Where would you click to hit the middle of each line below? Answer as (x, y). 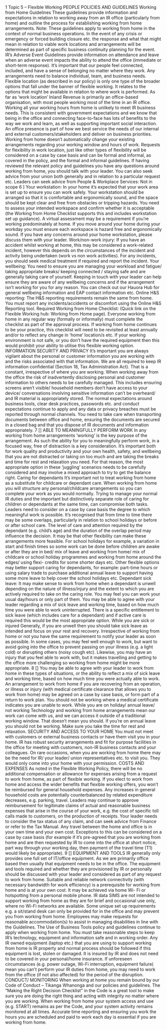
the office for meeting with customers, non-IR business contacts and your (81, 747)
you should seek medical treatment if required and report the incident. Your (82, 261)
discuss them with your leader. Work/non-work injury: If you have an (75, 240)
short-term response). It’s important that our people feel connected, (75, 65)
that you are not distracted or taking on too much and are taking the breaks (82, 457)
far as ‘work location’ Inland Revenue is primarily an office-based (72, 97)
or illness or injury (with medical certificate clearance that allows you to (78, 689)
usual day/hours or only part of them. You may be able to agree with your (80, 599)
